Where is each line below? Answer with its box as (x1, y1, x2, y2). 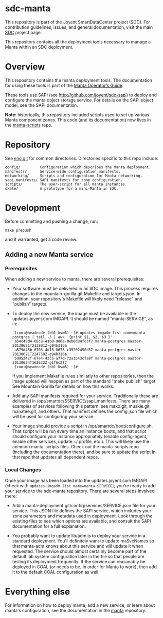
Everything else (5, 586, 70, 597)
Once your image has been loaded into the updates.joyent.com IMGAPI (5, 478, 147, 483)
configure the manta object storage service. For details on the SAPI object (5, 97, 154, 103)
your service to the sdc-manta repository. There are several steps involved (5, 488, 155, 494)
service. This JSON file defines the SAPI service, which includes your (12, 508, 152, 514)
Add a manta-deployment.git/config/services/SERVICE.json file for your (12, 502, 156, 508)
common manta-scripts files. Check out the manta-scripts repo (12, 444, 139, 450)
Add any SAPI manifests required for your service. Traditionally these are (12, 393, 158, 399)
